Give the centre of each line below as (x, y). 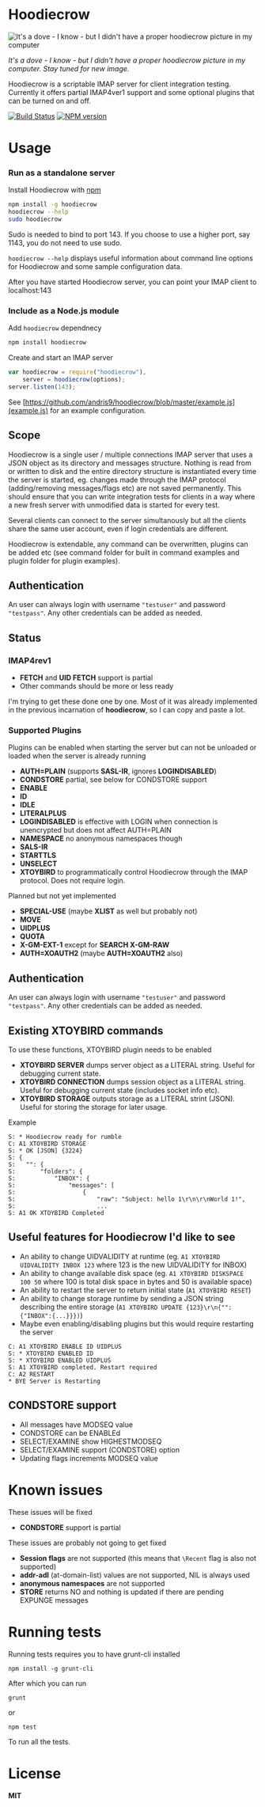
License (35, 1773)
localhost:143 (30, 290)
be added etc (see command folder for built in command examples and (124, 552)
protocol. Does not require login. (72, 881)
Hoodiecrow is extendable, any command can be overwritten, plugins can (128, 544)
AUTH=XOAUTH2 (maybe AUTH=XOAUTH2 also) (101, 953)
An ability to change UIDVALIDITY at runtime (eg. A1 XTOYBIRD (120, 1256)
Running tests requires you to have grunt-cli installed (94, 1654)
